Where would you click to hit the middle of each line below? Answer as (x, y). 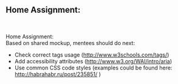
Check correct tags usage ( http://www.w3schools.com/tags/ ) (92, 55)
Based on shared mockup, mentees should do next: (70, 43)
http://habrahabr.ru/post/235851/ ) (58, 74)
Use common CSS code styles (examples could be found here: (93, 68)
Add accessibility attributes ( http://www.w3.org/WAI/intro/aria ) (93, 61)
